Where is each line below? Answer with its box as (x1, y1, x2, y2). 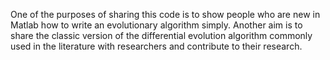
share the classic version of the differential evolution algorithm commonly (10, 30, 313, 41)
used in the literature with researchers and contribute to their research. (10, 40, 303, 52)
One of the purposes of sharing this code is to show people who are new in (10, 9, 321, 20)
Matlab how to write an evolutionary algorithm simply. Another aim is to (10, 19, 303, 31)
